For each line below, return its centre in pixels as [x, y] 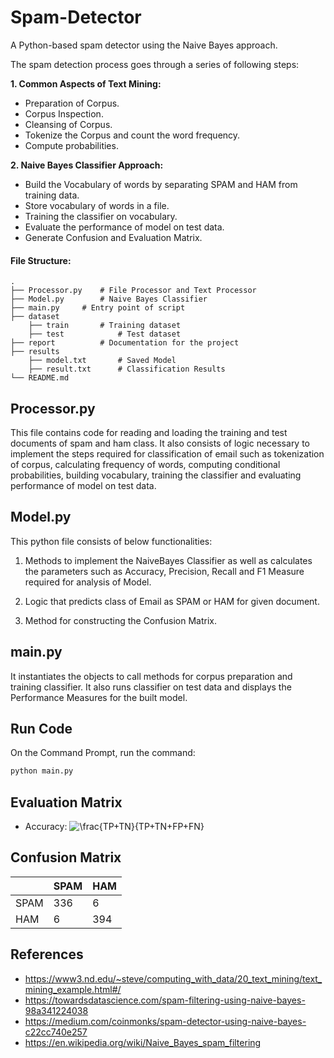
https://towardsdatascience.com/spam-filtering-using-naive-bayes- [165, 1000]
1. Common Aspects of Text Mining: [86, 83]
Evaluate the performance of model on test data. [124, 227]
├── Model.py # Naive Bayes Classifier [109, 299]
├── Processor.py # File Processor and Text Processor [133, 291]
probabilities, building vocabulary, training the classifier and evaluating [156, 475]
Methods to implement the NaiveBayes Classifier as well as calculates [168, 560]
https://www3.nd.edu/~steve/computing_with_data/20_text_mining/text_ [173, 978]
